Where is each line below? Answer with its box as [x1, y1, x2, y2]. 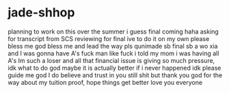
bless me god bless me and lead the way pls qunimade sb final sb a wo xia [8, 42, 218, 50]
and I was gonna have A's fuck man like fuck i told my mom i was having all [8, 49, 219, 57]
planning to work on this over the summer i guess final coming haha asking [8, 27, 219, 36]
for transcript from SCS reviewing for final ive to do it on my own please [8, 34, 210, 42]
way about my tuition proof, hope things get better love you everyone [8, 78, 203, 86]
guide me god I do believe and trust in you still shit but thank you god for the [8, 70, 223, 79]
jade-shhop [8, 5, 75, 21]
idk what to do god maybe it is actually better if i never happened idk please [8, 64, 221, 72]
